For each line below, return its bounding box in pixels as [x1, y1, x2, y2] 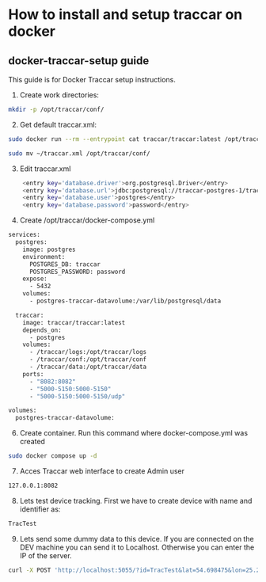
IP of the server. [19, 550, 73, 560]
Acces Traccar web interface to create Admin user [19, 466, 184, 476]
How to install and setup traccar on [8, 6, 243, 24]
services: [8, 231, 41, 239]
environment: [22, 253, 66, 261]
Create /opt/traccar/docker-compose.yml [19, 215, 155, 225]
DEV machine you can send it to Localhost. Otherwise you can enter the [19, 542, 255, 552]
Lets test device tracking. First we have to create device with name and [19, 496, 253, 505]
